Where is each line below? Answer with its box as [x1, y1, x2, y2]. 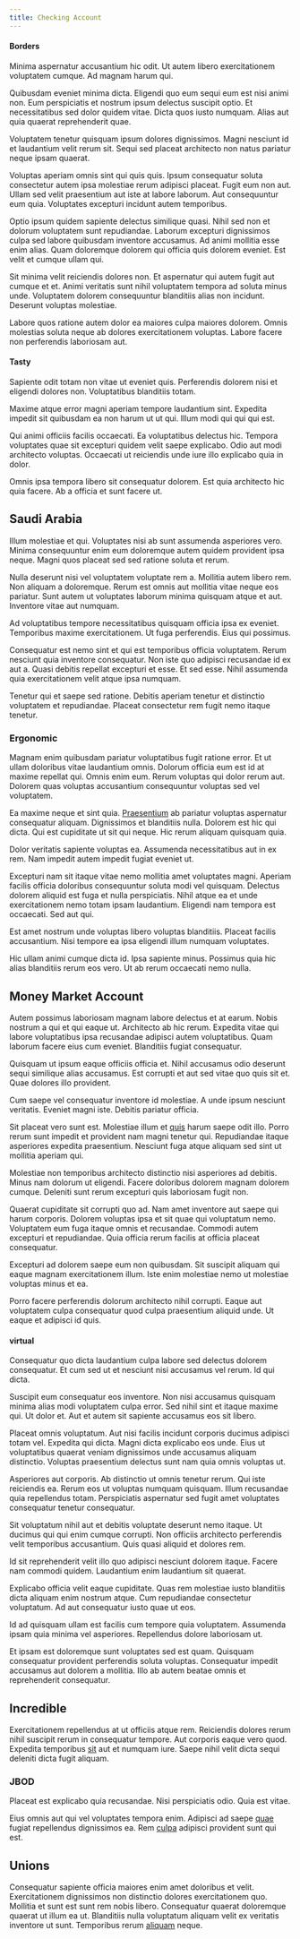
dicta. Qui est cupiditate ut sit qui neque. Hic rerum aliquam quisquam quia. [9, 827, 287, 837]
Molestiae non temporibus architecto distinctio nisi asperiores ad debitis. [9, 1167, 278, 1178]
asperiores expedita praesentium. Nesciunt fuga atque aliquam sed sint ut [9, 1140, 282, 1151]
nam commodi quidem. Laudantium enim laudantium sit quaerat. [9, 1566, 246, 1576]
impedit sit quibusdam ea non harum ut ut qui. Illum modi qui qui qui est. [9, 413, 276, 424]
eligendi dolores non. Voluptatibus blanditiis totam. [9, 386, 196, 397]
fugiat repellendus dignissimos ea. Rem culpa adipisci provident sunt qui [9, 1823, 277, 1833]
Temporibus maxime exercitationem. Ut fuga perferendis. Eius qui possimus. [9, 627, 291, 638]
